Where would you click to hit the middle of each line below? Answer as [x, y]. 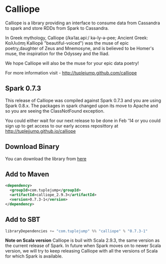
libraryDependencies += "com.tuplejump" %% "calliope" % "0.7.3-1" [77, 231]
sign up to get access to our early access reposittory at [62, 126]
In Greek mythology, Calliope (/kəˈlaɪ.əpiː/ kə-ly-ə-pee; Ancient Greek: [77, 38]
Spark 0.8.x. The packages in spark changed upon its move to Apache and [82, 106]
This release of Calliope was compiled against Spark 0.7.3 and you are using [83, 100]
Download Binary [32, 147]
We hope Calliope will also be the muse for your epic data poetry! [72, 63]
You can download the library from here [46, 159]
